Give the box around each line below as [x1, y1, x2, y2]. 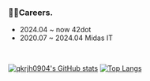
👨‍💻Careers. [8, 7, 54, 18]
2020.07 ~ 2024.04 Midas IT [19, 33, 113, 42]
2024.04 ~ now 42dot [19, 25, 92, 35]
